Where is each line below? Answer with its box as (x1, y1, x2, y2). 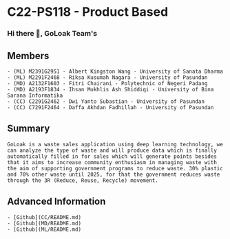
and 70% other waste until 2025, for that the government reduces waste (7, 171, 220, 178)
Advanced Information (7, 196, 106, 207)
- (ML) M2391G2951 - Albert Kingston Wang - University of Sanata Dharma (7, 68, 224, 75)
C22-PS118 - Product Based (7, 4, 169, 20)
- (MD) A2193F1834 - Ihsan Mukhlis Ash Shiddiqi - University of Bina (7, 86, 214, 93)
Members (7, 49, 50, 62)
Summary (7, 123, 50, 135)
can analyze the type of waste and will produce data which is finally (7, 147, 217, 154)
